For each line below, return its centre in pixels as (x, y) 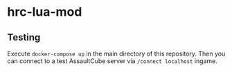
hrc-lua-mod (45, 12)
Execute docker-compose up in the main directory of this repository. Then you (116, 53)
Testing (24, 37)
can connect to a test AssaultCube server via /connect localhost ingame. (113, 61)
